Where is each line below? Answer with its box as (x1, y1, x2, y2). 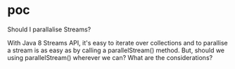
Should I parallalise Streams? (7, 25, 91, 33)
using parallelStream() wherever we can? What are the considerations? (7, 53, 213, 61)
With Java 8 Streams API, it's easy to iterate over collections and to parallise (7, 38, 229, 47)
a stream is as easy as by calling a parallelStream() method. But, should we (7, 46, 225, 54)
